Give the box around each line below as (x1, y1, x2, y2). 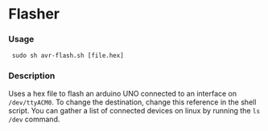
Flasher (8, 5, 60, 23)
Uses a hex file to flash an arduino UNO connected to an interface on (8, 88, 237, 98)
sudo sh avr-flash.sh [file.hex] (11, 51, 125, 60)
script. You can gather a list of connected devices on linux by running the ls (8, 105, 260, 115)
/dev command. (8, 114, 60, 124)
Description (8, 70, 56, 81)
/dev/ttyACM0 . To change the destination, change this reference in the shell (8, 97, 257, 107)
